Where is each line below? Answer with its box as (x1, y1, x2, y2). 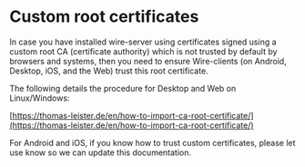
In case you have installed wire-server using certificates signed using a (9, 36, 277, 47)
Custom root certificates (9, 6, 199, 27)
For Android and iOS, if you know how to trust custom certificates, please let (9, 137, 296, 148)
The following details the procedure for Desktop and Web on (9, 83, 237, 93)
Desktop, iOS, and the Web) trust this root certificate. (9, 65, 208, 76)
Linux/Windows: (9, 93, 70, 103)
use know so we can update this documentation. (9, 147, 192, 158)
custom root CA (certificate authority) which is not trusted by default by (9, 45, 278, 56)
